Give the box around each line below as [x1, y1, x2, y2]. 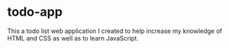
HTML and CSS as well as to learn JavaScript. [7, 34, 139, 42]
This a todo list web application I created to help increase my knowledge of [7, 27, 223, 35]
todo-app [7, 4, 63, 20]
